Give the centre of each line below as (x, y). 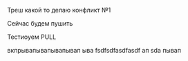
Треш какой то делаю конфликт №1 (59, 10)
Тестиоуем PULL (32, 37)
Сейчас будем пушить (40, 23)
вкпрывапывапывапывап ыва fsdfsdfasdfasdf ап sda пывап (94, 50)
